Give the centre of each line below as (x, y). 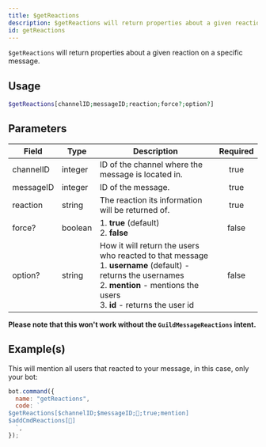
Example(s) (37, 349)
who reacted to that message (154, 256)
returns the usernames (142, 275)
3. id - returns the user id (147, 305)
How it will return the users (149, 245)
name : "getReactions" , (53, 399)
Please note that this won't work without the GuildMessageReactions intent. (132, 324)
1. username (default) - (144, 265)
